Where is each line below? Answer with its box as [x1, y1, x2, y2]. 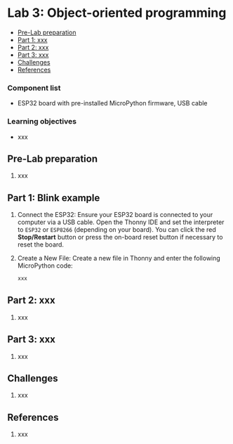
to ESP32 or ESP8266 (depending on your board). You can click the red [17, 226, 216, 234]
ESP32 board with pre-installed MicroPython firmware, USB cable [17, 99, 208, 107]
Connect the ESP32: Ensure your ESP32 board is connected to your [17, 211, 213, 219]
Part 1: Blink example [7, 192, 100, 204]
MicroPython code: [17, 261, 73, 270]
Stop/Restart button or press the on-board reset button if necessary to [17, 233, 223, 242]
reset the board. [17, 240, 65, 249]
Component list [7, 83, 61, 93]
